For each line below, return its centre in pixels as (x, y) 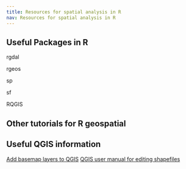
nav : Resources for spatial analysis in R (61, 18)
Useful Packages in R (47, 42)
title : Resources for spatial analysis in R (64, 12)
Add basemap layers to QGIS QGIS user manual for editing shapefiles (93, 159)
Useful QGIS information (54, 144)
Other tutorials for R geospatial (66, 124)
